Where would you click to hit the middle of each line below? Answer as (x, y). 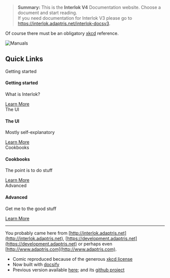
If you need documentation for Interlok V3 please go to (75, 18)
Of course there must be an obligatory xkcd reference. (62, 33)
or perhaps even (95, 244)
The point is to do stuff (29, 170)
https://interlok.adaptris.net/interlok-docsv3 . (64, 23)
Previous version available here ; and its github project (69, 270)
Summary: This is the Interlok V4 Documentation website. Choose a (89, 7)
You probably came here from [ (38, 233)
